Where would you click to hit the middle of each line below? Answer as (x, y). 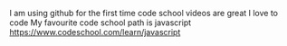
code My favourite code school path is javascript (100, 23)
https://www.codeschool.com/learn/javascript (95, 32)
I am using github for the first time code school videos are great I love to (144, 13)
